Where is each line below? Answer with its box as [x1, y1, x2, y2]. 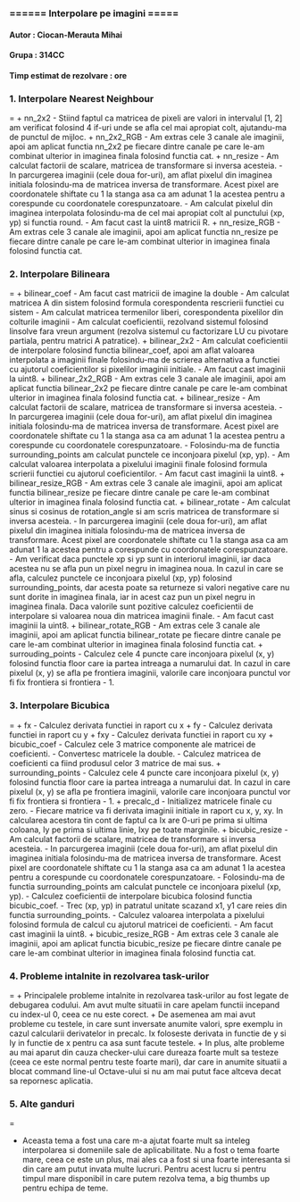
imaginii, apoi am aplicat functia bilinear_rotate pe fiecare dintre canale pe [9, 630, 281, 640]
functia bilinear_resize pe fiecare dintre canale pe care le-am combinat [9, 488, 270, 498]
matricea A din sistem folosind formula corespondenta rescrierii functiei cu [9, 297, 285, 308]
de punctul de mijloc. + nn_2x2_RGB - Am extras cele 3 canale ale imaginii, [9, 132, 285, 142]
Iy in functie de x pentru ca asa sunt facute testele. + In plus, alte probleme [9, 1037, 285, 1048]
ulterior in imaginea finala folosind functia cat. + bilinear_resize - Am [9, 392, 261, 404]
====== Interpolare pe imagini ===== [9, 7, 179, 20]
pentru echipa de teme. [21, 1182, 109, 1194]
